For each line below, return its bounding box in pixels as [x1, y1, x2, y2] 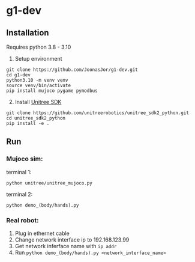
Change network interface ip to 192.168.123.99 [14, 236, 130, 243]
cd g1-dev [6, 72, 31, 78]
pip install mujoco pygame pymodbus [6, 88, 98, 94]
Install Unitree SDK [14, 99, 62, 105]
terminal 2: [6, 190, 33, 198]
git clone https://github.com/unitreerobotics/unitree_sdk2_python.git [6, 110, 189, 116]
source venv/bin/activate [6, 82, 71, 88]
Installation [6, 28, 49, 38]
